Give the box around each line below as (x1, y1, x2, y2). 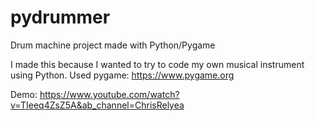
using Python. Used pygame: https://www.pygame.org (10, 69, 235, 81)
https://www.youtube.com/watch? (39, 88, 180, 100)
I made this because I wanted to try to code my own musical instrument (10, 58, 305, 70)
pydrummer (10, 6, 111, 29)
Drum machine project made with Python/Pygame (10, 39, 216, 51)
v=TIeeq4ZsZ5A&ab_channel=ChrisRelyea (10, 99, 185, 111)
